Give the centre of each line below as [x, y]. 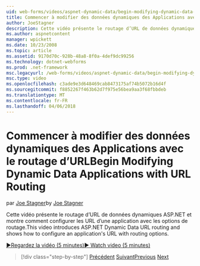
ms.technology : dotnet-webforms [46, 62]
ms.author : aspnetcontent [38, 34]
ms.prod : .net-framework [37, 67]
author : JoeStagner [30, 23]
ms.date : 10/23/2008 [32, 45]
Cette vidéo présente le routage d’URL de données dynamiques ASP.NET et [99, 215]
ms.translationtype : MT [36, 95]
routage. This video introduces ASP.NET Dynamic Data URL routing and [93, 227]
